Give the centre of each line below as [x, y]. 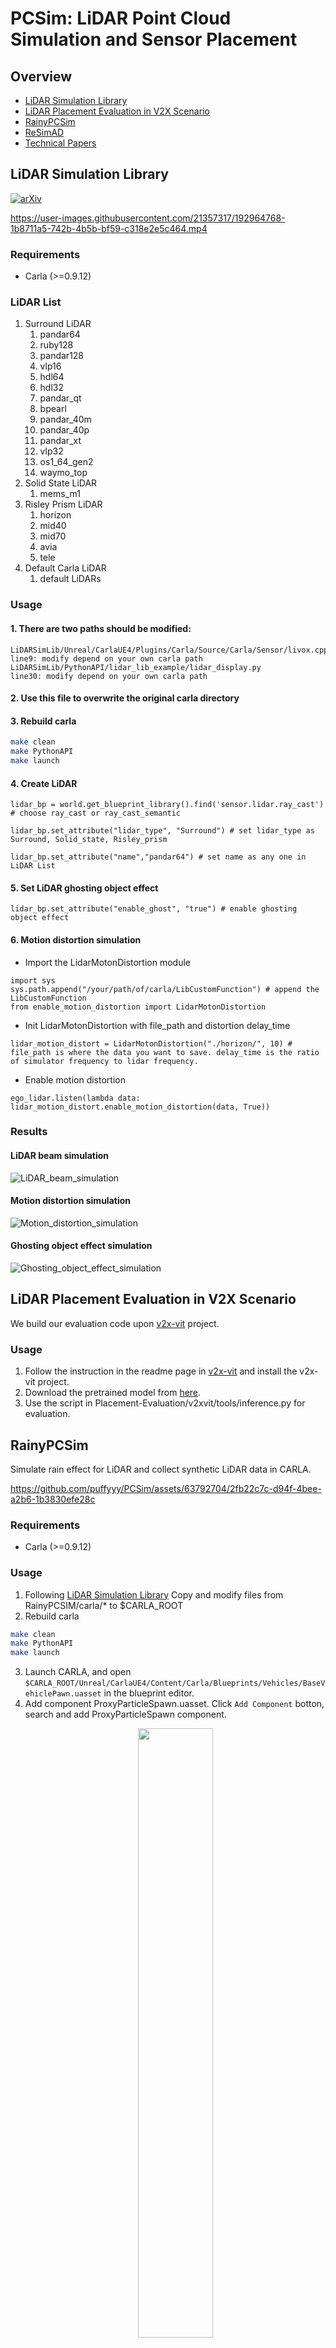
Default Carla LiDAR [65, 568]
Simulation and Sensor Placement [154, 39]
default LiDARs [70, 579]
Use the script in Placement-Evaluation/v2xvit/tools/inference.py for [165, 1403]
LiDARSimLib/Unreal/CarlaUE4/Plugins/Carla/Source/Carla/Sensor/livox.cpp [169, 650]
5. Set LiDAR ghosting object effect [84, 888]
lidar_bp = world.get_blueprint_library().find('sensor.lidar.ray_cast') [167, 805]
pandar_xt [60, 441]
